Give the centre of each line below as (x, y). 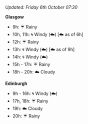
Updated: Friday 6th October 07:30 (41, 7)
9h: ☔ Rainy (25, 27)
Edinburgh (16, 83)
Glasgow (14, 17)
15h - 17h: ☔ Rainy (31, 64)
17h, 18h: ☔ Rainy (30, 101)
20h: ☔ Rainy (26, 116)
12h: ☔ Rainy (25, 42)
